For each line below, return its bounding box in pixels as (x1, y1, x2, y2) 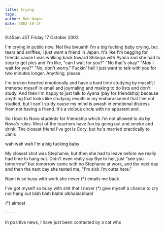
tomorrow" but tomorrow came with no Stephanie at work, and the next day (5, 161, 159, 167)
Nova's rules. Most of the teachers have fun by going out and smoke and (5, 121, 153, 127)
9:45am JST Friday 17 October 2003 (5, 35, 79, 40)
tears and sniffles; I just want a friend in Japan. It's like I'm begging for (5, 49, 148, 55)
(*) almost (5, 200, 26, 206)
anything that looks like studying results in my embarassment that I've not (5, 96, 155, 102)
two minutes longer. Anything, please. (5, 70, 82, 77)
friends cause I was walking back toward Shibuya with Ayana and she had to (5, 55, 161, 61)
